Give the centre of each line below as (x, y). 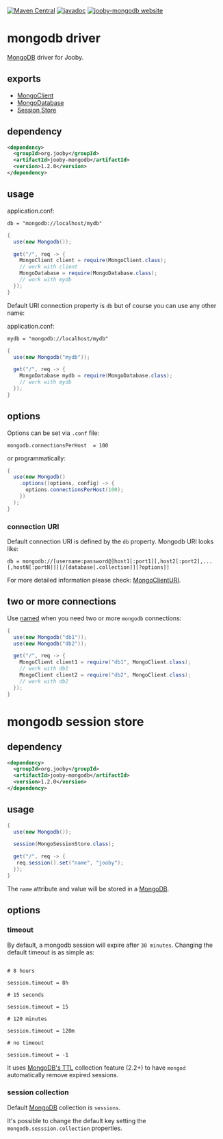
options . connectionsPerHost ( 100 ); (75, 490)
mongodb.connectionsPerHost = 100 (58, 445)
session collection (38, 1092)
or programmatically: (37, 458)
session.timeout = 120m (41, 1031)
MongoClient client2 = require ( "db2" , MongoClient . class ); (105, 675)
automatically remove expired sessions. (63, 1075)
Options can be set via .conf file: (53, 433)
